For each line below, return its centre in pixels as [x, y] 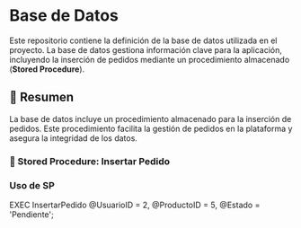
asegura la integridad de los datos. [73, 138]
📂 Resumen [42, 97]
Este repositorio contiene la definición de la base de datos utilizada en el [143, 40]
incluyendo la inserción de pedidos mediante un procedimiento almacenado [150, 59]
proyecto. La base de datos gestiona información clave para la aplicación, [146, 49]
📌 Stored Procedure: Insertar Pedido [90, 161]
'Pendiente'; [31, 214]
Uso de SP [32, 185]
